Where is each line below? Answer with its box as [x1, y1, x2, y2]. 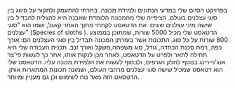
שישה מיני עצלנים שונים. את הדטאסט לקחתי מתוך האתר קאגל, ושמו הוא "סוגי [7, 21, 213, 29]
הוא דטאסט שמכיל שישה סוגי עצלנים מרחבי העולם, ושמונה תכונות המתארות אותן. [7, 66, 223, 73]
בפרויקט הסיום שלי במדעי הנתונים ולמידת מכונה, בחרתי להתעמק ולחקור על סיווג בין [7, 6, 228, 14]
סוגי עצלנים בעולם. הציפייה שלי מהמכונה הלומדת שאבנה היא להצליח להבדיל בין [7, 13, 217, 22]
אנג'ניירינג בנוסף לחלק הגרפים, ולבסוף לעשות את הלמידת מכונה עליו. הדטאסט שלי [7, 58, 226, 66]
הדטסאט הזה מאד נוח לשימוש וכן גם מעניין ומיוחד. [7, 73, 140, 81]
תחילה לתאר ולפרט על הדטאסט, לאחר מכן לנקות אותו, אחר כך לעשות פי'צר [7, 50, 208, 59]
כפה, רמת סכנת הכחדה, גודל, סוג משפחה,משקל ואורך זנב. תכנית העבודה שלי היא [7, 43, 222, 51]
